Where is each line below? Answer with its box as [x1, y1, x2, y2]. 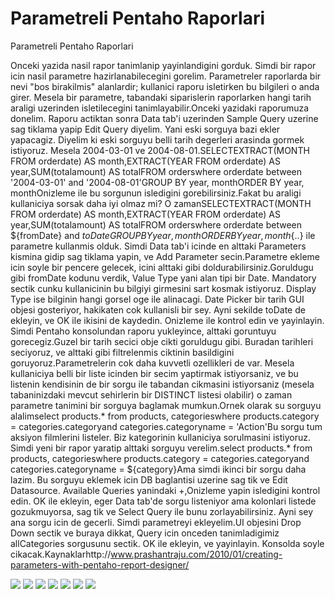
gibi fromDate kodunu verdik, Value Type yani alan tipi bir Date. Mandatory [10, 272, 317, 284]
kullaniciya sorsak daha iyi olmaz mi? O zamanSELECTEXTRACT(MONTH [10, 197, 312, 209]
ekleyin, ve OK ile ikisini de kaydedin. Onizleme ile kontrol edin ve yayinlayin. [10, 314, 325, 326]
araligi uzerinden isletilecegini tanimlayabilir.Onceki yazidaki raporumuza [10, 102, 310, 114]
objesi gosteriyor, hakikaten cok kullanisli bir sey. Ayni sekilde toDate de [10, 303, 306, 316]
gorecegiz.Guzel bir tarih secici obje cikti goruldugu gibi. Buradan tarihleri [10, 335, 314, 347]
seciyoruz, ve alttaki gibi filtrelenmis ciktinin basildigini [10, 346, 235, 358]
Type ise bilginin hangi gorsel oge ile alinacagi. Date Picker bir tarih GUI [10, 293, 305, 305]
